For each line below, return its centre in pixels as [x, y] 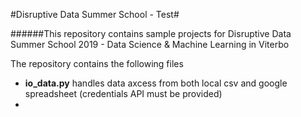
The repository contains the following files [97, 63]
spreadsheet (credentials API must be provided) [123, 93]
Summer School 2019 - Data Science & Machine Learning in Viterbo [150, 44]
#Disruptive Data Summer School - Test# [95, 14]
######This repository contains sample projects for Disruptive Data [151, 33]
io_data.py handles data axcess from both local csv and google [156, 83]
